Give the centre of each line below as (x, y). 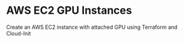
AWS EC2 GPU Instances (69, 10)
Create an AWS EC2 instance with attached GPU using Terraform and (92, 27)
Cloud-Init (19, 33)
